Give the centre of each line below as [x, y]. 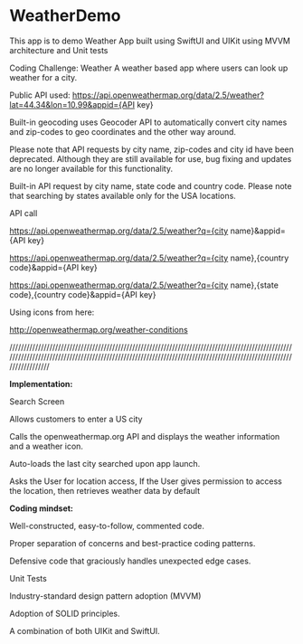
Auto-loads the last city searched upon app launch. [105, 463]
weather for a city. [43, 77]
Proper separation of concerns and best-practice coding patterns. [133, 543]
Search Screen [37, 401]
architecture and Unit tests [59, 50]
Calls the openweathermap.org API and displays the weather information [145, 436]
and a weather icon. [47, 446]
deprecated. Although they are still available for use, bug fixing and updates [151, 158]
